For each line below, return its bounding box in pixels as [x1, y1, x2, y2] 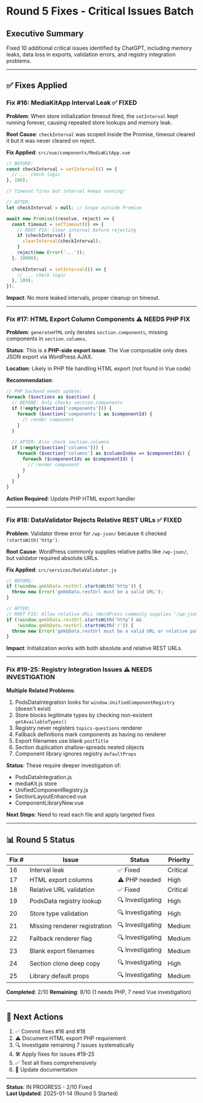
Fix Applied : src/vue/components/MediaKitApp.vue [6, 148, 130, 156]
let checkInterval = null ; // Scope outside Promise [6, 205, 142, 211]
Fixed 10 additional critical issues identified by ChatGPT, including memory [6, 44, 192, 51]
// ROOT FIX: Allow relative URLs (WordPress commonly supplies [6, 611, 172, 617]
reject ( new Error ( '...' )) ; [17, 249, 85, 255]
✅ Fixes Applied [6, 81, 68, 91]
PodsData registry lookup [29, 897, 101, 905]
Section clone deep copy [29, 959, 101, 967]
